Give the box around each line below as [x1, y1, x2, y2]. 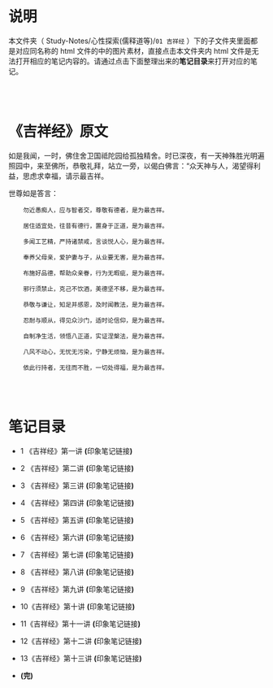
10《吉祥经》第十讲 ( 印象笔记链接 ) [19, 601, 136, 611]
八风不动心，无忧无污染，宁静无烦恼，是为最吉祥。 [23, 347, 169, 356]
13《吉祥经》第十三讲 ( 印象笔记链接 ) [19, 653, 142, 663]
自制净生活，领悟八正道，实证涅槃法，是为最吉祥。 [23, 332, 169, 340]
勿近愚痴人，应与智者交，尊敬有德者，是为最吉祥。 [23, 206, 169, 214]
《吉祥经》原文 [8, 123, 109, 141]
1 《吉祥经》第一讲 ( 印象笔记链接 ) [19, 446, 132, 455]
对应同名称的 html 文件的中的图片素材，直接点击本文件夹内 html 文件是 [15, 46, 252, 55]
